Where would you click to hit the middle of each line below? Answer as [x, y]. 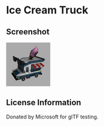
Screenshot [28, 32]
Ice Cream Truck [47, 10]
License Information [43, 103]
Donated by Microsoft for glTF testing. [52, 117]
